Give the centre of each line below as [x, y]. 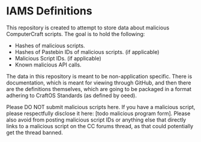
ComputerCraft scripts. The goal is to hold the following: [76, 34]
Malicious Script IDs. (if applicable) [58, 58]
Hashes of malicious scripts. [50, 46]
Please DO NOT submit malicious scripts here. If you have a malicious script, [101, 107]
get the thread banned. [34, 132]
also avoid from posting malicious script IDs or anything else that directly [96, 120]
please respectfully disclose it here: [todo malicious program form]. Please [98, 113]
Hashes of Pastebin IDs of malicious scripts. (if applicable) [87, 52]
